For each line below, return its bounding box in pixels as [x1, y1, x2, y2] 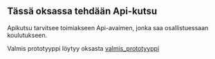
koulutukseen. [7, 31, 48, 39]
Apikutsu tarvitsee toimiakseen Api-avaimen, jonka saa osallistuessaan [7, 23, 209, 32]
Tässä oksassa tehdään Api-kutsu [7, 5, 158, 17]
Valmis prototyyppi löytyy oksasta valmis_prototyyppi [7, 44, 160, 52]
